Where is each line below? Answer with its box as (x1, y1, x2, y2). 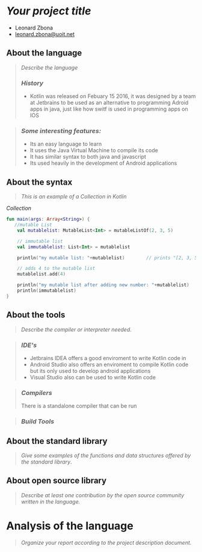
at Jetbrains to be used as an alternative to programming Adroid (29, 99, 189, 106)
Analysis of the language (6, 519, 133, 533)
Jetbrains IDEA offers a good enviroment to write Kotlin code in (29, 354, 186, 361)
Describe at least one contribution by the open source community (20, 491, 185, 498)
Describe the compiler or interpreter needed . (20, 326, 132, 333)
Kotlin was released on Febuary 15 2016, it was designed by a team (29, 93, 196, 100)
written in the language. (20, 498, 81, 505)
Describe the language (20, 64, 78, 71)
